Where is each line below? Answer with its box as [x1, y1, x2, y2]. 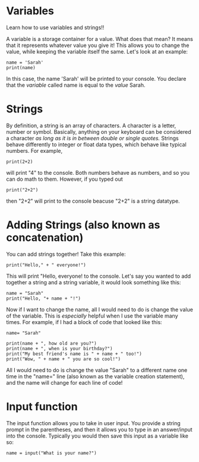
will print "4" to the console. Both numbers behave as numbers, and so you [6, 169, 190, 176]
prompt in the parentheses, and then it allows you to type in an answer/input [6, 426, 193, 433]
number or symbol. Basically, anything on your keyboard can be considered [6, 128, 191, 135]
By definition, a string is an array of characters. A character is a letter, [6, 122, 176, 129]
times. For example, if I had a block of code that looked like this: [6, 318, 162, 325]
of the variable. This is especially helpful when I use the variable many [6, 312, 178, 319]
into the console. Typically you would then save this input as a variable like [6, 432, 189, 439]
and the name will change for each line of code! [6, 379, 123, 386]
